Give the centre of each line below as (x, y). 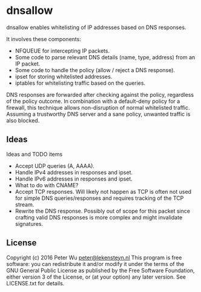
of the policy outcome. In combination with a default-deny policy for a (93, 101)
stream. (25, 204)
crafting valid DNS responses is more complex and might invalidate (99, 217)
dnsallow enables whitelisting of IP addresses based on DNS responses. (96, 27)
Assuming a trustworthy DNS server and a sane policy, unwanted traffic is (98, 114)
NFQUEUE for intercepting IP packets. (62, 51)
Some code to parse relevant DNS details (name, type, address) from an (105, 57)
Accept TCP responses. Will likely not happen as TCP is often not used (103, 191)
